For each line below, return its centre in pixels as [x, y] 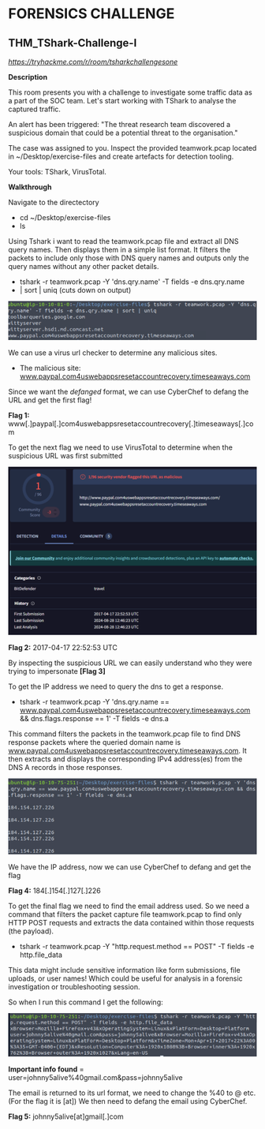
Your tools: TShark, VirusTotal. [57, 172]
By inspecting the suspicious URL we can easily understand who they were [130, 663]
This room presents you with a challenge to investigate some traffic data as [130, 92]
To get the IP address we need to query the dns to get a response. [116, 686]
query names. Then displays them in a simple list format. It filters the [119, 250]
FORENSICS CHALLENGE [91, 14]
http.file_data [41, 955]
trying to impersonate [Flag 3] [57, 671]
